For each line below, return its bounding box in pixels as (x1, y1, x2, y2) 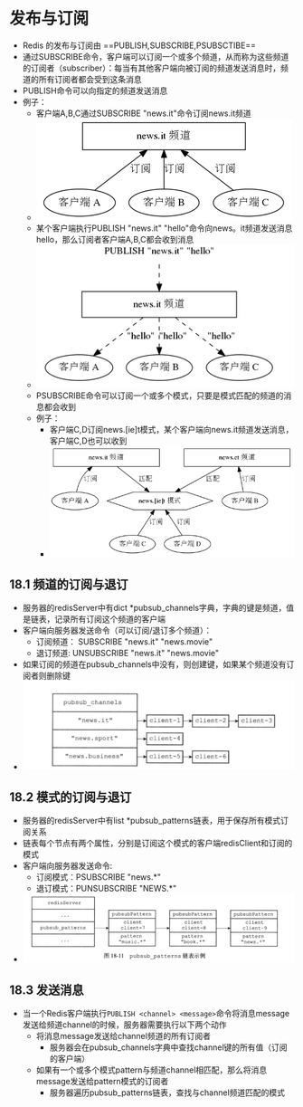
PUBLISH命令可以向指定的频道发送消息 (22, 85, 168, 96)
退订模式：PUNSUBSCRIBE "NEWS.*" (35, 883, 177, 894)
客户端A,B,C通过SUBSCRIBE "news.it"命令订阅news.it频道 (35, 108, 251, 119)
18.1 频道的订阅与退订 (9, 577, 128, 593)
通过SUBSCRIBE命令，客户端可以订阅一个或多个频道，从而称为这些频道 (22, 51, 289, 62)
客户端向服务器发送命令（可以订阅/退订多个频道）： (22, 625, 213, 636)
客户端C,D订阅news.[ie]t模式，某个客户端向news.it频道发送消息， (49, 424, 294, 434)
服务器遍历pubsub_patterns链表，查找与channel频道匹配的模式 (49, 1087, 286, 1098)
